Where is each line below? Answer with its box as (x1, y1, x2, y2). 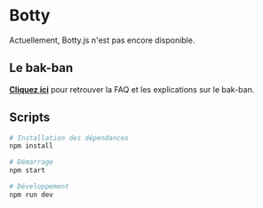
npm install (9, 141, 53, 151)
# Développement (9, 182, 69, 191)
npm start (9, 166, 46, 175)
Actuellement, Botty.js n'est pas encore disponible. (9, 35, 195, 45)
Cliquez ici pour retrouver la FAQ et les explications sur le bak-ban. (9, 84, 255, 94)
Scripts (9, 110, 51, 125)
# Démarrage (9, 157, 53, 167)
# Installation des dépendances (9, 133, 129, 142)
